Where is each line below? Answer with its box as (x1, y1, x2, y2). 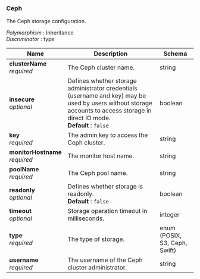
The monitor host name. (67, 152, 135, 160)
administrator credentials (67, 84, 137, 93)
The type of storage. (67, 235, 125, 243)
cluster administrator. (67, 264, 127, 272)
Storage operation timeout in (67, 207, 148, 215)
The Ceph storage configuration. (6, 18, 86, 25)
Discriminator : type (6, 36, 55, 43)
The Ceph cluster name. (67, 64, 135, 72)
